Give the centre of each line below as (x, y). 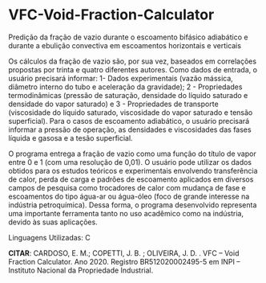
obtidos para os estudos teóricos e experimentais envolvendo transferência (133, 170)
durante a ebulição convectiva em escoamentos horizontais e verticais (125, 45)
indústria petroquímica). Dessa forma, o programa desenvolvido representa (133, 205)
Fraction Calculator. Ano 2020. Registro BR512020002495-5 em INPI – (124, 261)
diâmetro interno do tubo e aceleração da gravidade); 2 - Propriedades (125, 87)
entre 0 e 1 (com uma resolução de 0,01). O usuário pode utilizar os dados (130, 162)
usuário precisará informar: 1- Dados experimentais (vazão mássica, (121, 78)
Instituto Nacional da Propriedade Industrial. (81, 270)
